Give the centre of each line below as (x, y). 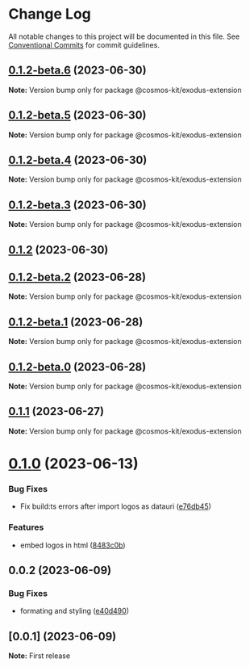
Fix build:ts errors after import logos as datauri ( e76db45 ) (116, 506)
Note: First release (40, 656)
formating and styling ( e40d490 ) (74, 611)
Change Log (50, 14)
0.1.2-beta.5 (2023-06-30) (77, 115)
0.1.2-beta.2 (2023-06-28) (77, 277)
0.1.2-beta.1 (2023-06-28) (76, 322)
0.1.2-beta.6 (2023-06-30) (77, 71)
